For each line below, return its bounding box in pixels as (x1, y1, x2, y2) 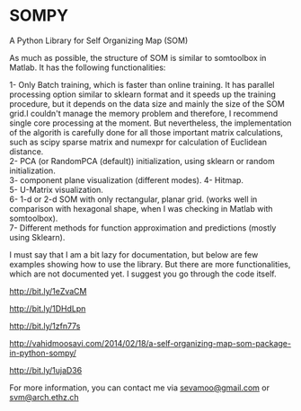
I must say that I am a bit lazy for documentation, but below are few (9, 249, 259, 260)
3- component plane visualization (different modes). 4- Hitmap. (9, 174, 244, 185)
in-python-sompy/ (9, 347, 76, 358)
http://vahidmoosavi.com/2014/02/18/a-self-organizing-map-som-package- (9, 337, 292, 348)
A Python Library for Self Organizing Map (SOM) (9, 35, 189, 46)
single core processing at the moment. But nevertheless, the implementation (9, 118, 292, 128)
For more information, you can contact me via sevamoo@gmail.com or (9, 382, 270, 393)
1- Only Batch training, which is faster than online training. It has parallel (9, 79, 275, 90)
